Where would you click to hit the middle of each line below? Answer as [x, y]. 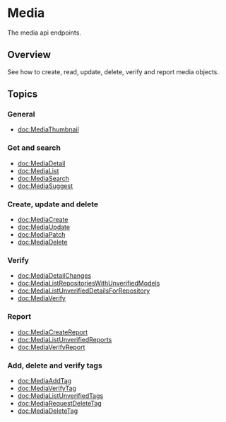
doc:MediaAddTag [44, 380]
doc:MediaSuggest [45, 186]
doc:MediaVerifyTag [47, 388]
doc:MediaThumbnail [48, 129]
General [21, 115]
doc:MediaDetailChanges [54, 276]
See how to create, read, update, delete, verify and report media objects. [113, 71]
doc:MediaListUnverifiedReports [65, 339]
